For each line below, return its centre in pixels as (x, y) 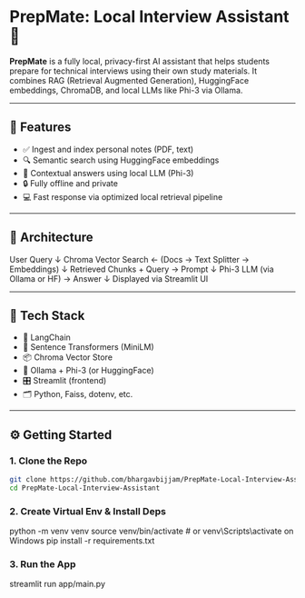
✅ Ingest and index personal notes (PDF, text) (108, 149)
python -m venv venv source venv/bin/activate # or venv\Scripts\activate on (152, 531)
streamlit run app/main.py (58, 584)
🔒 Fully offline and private (70, 183)
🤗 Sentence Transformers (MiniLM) (88, 347)
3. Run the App (43, 564)
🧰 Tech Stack (47, 315)
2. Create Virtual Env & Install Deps (88, 511)
